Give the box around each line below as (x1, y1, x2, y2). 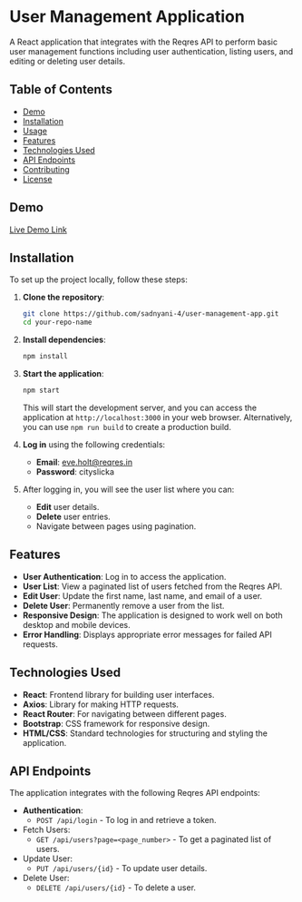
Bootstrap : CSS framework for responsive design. (22, 718, 210, 729)
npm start (22, 386, 61, 395)
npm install (22, 352, 68, 361)
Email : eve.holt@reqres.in (35, 456, 133, 467)
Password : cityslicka (35, 466, 115, 477)
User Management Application (9, 6, 245, 27)
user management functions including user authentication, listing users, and (9, 45, 294, 56)
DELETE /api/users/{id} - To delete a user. (35, 882, 197, 893)
